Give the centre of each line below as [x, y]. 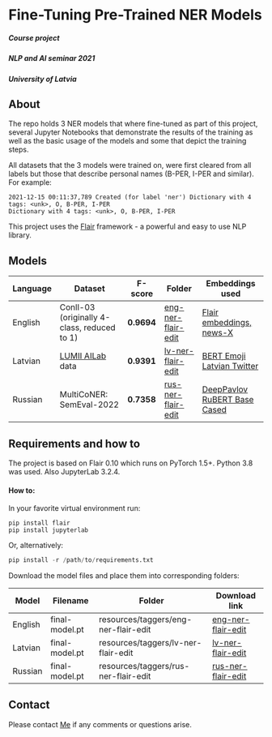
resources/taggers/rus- [144, 666]
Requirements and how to [74, 443]
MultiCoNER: [83, 395]
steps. [19, 150]
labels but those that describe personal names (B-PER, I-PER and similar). [132, 174]
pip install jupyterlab [49, 530]
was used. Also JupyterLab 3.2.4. [64, 471]
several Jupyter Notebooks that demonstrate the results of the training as [131, 132]
